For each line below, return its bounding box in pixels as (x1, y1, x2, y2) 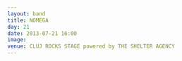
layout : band (7, 10, 46, 18)
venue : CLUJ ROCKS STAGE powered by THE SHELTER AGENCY (7, 43, 175, 50)
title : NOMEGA (7, 17, 49, 24)
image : (7, 36, 27, 43)
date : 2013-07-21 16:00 (7, 29, 78, 37)
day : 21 (7, 23, 30, 30)
